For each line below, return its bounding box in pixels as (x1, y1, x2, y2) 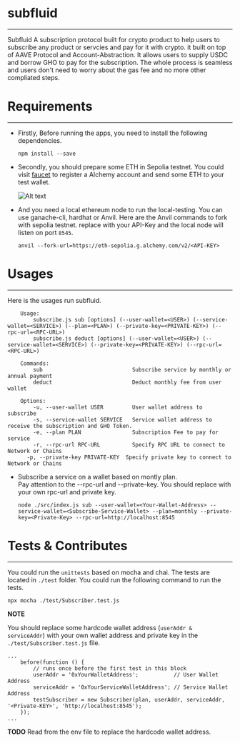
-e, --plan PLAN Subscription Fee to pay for (33, 429, 219, 436)
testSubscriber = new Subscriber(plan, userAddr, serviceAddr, (33, 696, 225, 703)
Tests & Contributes (7, 538, 128, 554)
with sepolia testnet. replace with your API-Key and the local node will (17, 220, 224, 229)
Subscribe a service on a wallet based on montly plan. (17, 472, 178, 481)
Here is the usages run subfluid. (7, 296, 101, 304)
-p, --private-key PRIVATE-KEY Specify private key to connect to (26, 454, 232, 461)
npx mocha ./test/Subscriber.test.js (7, 597, 120, 604)
